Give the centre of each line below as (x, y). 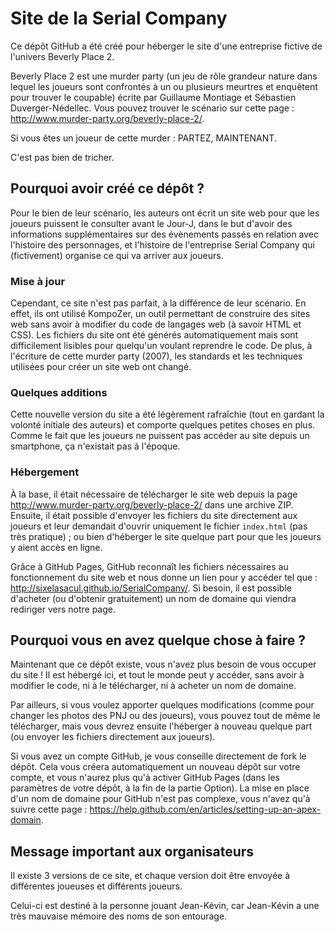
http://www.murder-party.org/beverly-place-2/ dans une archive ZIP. (152, 504)
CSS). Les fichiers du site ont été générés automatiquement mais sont (154, 335)
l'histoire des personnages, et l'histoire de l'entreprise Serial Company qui (162, 244)
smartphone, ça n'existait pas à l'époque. (95, 446)
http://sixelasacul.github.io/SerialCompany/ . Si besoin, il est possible (151, 588)
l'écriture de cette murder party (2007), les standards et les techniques (156, 356)
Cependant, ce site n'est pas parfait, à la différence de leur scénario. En (158, 303)
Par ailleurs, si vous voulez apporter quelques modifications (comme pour (162, 705)
